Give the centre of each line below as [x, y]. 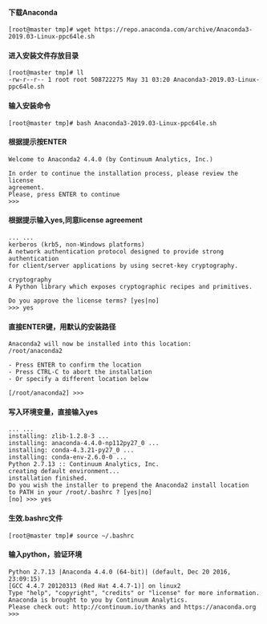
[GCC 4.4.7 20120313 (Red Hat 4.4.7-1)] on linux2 [95, 586]
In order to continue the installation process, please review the [123, 173]
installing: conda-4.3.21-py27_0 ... [71, 450]
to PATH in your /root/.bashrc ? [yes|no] [80, 492]
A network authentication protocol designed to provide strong [116, 252]
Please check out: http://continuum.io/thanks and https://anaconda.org [132, 607]
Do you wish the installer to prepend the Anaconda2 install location [129, 485]
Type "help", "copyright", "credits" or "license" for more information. [134, 593]
